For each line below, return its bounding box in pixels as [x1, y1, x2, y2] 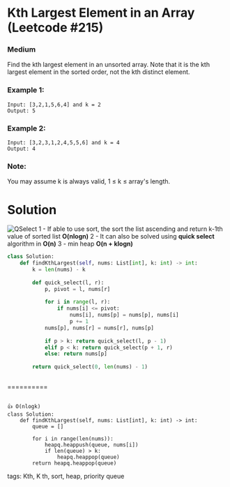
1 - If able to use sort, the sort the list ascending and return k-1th [38, 225, 223, 233]
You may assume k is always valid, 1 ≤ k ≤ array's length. [7, 177, 171, 186]
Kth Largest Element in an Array [7, 5, 195, 21]
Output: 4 [7, 145, 36, 153]
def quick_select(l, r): [32, 279, 105, 286]
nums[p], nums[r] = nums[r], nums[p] [44, 324, 155, 331]
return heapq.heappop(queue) [32, 459, 117, 467]
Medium [7, 45, 36, 54]
